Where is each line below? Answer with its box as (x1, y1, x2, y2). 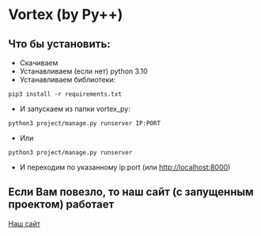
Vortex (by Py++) (8, 6, 123, 24)
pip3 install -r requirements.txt (8, 90, 123, 98)
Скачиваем (19, 58, 59, 67)
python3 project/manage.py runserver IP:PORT (8, 120, 161, 128)
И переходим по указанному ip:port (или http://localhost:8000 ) (19, 162, 231, 172)
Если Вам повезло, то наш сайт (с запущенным (8, 185, 255, 199)
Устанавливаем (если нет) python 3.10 (19, 67, 148, 76)
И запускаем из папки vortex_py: (19, 105, 130, 113)
